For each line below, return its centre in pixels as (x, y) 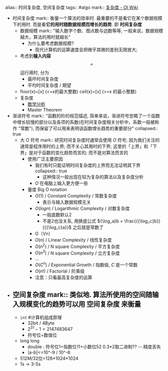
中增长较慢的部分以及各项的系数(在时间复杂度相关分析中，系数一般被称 (86, 122)
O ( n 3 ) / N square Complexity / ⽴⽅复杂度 (77, 253)
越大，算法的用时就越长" (45, 37)
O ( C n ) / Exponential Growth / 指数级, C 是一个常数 (86, 264)
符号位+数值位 (42, 335)
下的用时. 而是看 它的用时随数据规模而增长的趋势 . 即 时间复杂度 (77, 24)
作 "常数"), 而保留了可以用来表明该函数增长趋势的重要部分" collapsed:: (85, 128)
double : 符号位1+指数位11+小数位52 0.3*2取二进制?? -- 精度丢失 (94, 347)
